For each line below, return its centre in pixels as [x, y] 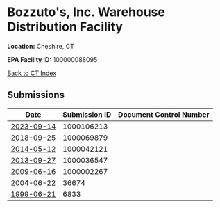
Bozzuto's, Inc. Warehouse [86, 12]
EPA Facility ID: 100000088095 [52, 59]
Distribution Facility [65, 27]
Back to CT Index [32, 73]
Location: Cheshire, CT [41, 46]
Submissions [36, 95]
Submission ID [87, 114]
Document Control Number [163, 114]
